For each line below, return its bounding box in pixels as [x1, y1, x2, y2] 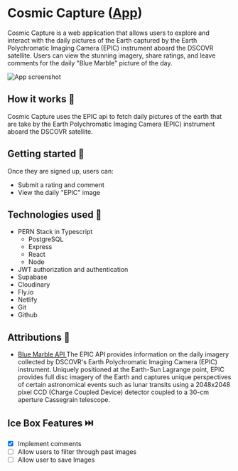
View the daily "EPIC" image [17, 188, 101, 196]
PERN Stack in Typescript [17, 228, 93, 236]
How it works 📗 [7, 93, 75, 105]
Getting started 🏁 [7, 148, 85, 160]
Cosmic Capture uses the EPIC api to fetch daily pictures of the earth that [7, 112, 222, 120]
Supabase [17, 272, 48, 282]
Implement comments [17, 440, 82, 448]
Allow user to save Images [17, 455, 95, 464]
